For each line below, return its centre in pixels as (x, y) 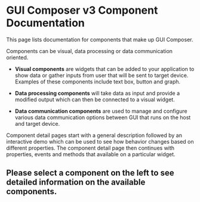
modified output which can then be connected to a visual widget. (95, 100)
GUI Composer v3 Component (82, 10)
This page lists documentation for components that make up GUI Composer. (100, 39)
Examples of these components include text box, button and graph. (98, 82)
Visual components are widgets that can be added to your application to (104, 69)
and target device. (37, 123)
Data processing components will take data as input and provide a (97, 93)
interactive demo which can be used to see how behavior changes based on (100, 141)
